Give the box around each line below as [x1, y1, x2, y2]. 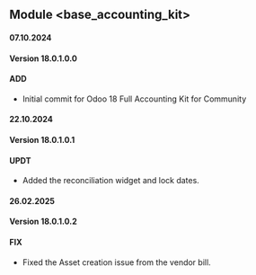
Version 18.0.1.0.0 [9, 53, 78, 64]
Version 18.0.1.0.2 [9, 216, 78, 227]
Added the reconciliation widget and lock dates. [22, 175, 199, 186]
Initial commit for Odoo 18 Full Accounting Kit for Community [22, 93, 247, 104]
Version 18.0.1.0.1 [9, 134, 75, 145]
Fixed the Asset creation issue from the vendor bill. [22, 256, 211, 268]
